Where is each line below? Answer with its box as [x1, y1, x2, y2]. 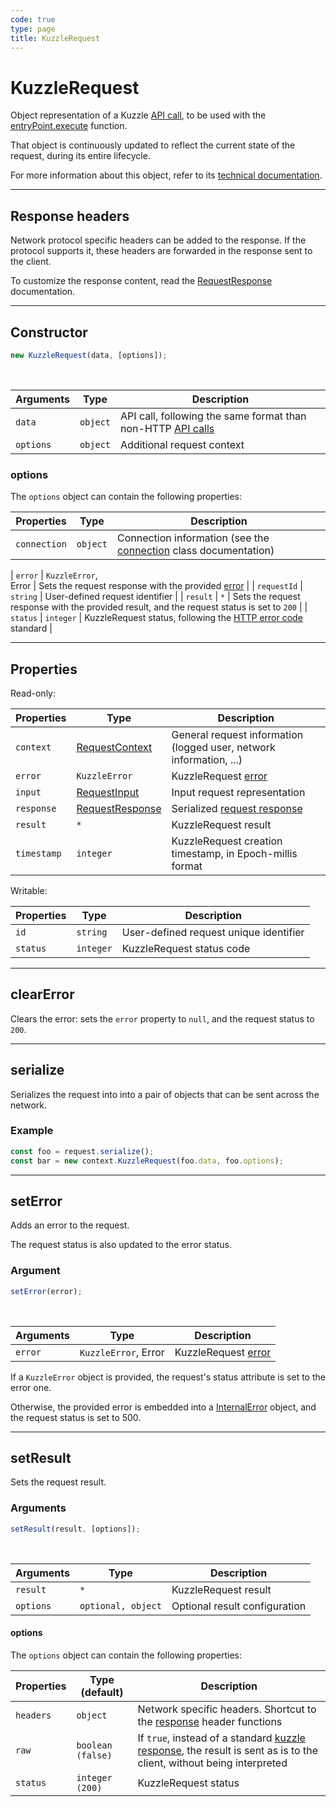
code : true [10, 14, 56, 25]
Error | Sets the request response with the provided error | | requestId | [10, 580, 303, 592]
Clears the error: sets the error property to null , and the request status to [10, 1012, 315, 1025]
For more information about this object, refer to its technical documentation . [10, 169, 323, 181]
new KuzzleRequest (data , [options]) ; [10, 350, 168, 360]
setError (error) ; [10, 1286, 83, 1296]
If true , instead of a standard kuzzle [137, 1731, 306, 1745]
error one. [10, 1381, 52, 1393]
